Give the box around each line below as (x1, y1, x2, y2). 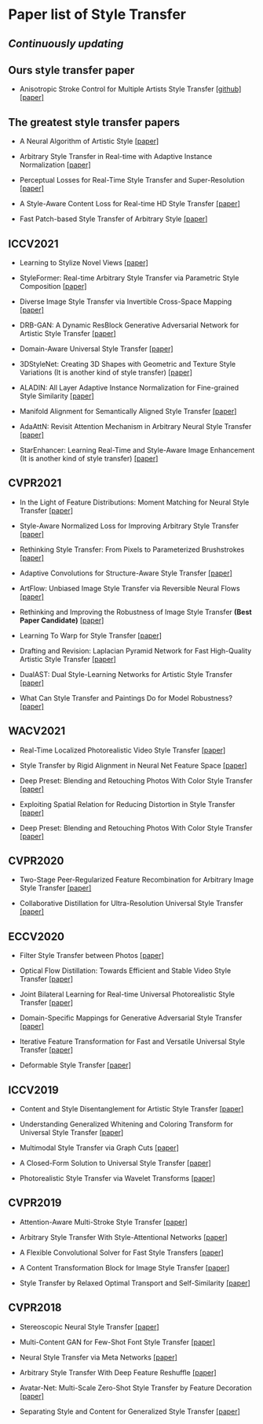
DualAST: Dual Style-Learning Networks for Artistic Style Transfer (19, 669, 233, 679)
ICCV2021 (8, 237, 59, 250)
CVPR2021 (8, 476, 62, 490)
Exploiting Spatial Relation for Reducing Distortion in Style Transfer (19, 799, 236, 808)
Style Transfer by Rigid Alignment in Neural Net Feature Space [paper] (19, 760, 247, 770)
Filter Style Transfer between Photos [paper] (19, 951, 165, 960)
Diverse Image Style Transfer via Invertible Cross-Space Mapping (19, 297, 232, 306)
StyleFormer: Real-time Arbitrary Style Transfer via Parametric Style (19, 273, 239, 283)
